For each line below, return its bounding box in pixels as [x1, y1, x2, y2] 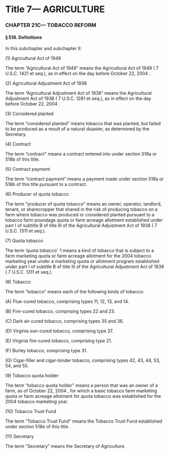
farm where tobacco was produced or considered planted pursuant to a [5, 212, 155, 218]
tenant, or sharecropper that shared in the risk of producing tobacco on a [5, 206, 158, 212]
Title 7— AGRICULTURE [5, 4, 105, 15]
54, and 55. [5, 363, 29, 369]
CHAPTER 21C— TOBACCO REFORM [5, 22, 97, 29]
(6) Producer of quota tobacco [5, 191, 69, 197]
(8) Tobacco [5, 279, 31, 285]
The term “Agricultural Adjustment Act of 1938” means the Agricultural [5, 90, 152, 96]
